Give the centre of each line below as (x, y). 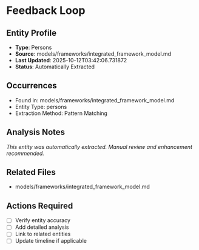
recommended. (25, 153)
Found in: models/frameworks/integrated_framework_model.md (95, 100)
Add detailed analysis (42, 227)
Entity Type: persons (41, 107)
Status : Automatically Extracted (55, 67)
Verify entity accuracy (43, 220)
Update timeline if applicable (51, 241)
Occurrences (32, 86)
